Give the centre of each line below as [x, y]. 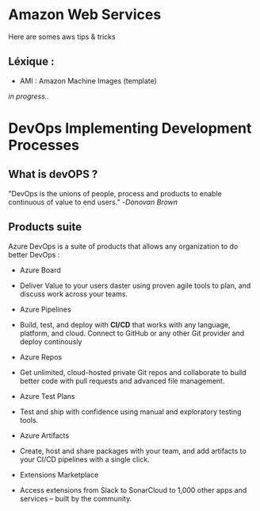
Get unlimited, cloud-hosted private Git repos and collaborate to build [133, 372]
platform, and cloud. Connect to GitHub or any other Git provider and [132, 333]
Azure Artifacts [44, 436]
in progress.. [29, 96]
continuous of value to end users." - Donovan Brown [93, 202]
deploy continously [51, 341]
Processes [44, 145]
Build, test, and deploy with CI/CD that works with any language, [125, 324]
